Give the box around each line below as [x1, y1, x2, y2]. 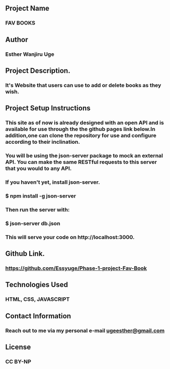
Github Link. [5, 249, 45, 258]
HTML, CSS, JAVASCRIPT [5, 296, 70, 303]
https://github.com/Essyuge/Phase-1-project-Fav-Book [5, 265, 147, 272]
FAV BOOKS [5, 19, 36, 27]
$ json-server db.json [5, 220, 60, 227]
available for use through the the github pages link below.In [5, 125, 156, 133]
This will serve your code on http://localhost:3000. [5, 233, 135, 241]
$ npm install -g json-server [5, 192, 77, 200]
